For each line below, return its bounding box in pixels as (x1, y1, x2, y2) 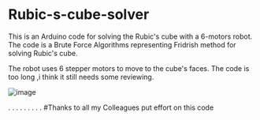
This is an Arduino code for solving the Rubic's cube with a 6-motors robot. (8, 32, 253, 41)
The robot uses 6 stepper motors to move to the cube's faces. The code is (8, 63, 250, 73)
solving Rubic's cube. (8, 48, 78, 58)
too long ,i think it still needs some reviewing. (8, 72, 154, 81)
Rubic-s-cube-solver (8, 6, 150, 24)
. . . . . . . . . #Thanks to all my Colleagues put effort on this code (8, 103, 214, 112)
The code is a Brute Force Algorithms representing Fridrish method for (8, 39, 236, 49)
